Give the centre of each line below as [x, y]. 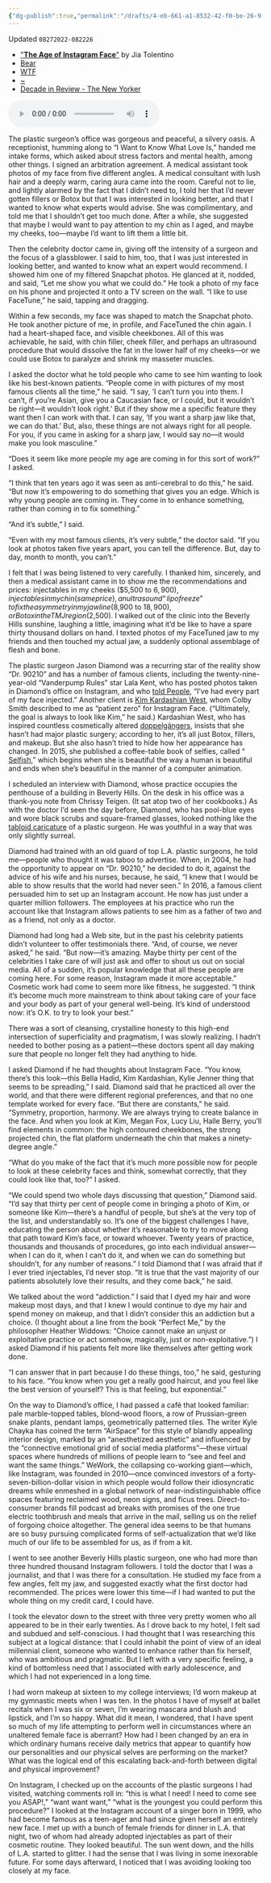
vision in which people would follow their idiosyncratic [165, 1482]
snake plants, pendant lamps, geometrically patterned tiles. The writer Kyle [133, 1422]
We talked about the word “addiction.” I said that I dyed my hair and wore [130, 1296]
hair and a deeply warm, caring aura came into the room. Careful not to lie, [132, 182]
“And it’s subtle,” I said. [46, 524]
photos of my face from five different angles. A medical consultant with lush [134, 173]
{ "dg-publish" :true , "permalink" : [65, 16]
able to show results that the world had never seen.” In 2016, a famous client [135, 885]
